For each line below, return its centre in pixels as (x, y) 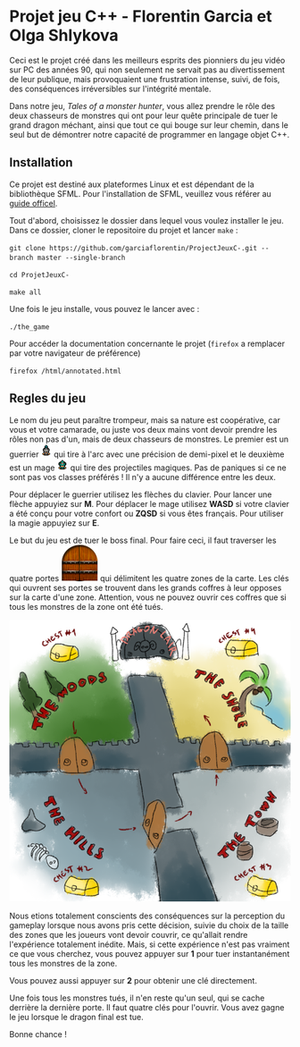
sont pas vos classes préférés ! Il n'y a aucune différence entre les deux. (143, 477)
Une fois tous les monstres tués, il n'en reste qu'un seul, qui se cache (137, 998)
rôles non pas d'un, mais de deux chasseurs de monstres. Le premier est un (149, 439)
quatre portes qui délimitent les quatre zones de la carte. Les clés (149, 578)
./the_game (29, 327)
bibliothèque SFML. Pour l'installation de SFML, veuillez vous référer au (141, 193)
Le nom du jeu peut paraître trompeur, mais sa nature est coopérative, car (145, 420)
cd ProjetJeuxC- (39, 274)
